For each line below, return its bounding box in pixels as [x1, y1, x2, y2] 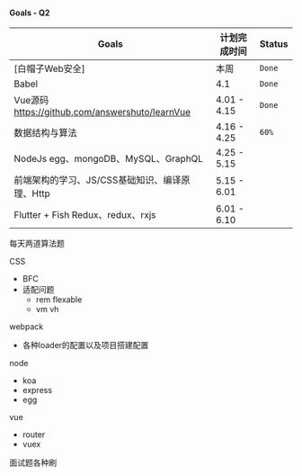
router [22, 429, 46, 440]
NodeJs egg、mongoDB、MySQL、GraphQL [13, 153, 204, 166]
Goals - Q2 [9, 7, 50, 18]
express [22, 385, 52, 396]
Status [259, 38, 289, 50]
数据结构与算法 [13, 127, 78, 139]
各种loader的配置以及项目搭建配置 [22, 340, 149, 351]
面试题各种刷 [9, 457, 57, 468]
